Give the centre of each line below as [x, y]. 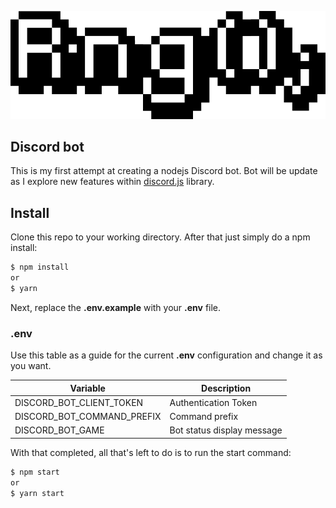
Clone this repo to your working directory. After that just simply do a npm [160, 237]
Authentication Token [213, 402]
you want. [31, 366]
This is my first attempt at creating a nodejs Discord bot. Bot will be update [164, 171]
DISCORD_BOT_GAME [59, 430]
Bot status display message [226, 430]
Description [226, 388]
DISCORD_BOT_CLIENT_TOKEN [79, 402]
